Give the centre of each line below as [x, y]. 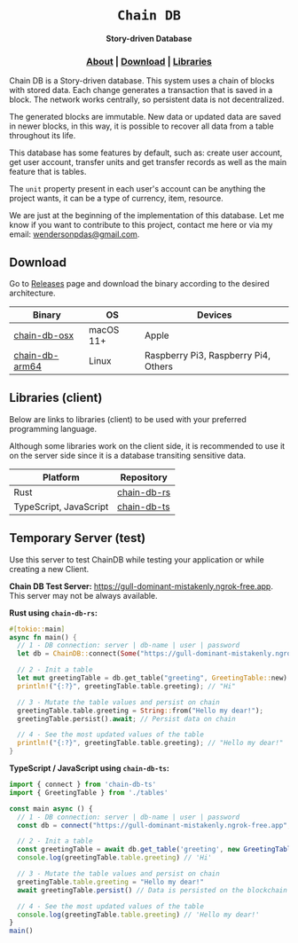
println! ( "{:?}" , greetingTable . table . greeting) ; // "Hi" [127, 686]
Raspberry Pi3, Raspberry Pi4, [208, 356]
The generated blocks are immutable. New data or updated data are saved [145, 117]
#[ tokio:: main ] [37, 629]
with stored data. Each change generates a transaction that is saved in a [141, 90]
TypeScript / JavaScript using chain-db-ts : [90, 768]
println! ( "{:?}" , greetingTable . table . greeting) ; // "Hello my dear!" [150, 743]
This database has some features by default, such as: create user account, [146, 153]
